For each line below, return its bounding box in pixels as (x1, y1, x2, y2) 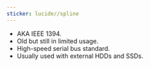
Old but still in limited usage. (16, 36, 99, 45)
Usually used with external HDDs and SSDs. (16, 52, 144, 60)
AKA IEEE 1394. (16, 29, 62, 38)
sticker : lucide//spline (6, 10, 79, 17)
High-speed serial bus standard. (16, 44, 110, 52)
